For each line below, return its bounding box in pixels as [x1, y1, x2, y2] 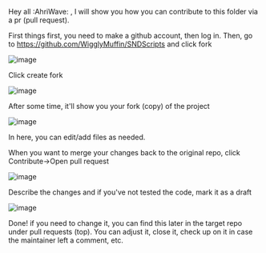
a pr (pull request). [8, 15, 70, 25]
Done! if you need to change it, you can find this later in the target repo [8, 219, 243, 227]
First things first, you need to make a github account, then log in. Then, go [8, 31, 253, 40]
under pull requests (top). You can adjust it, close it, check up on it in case [8, 227, 253, 236]
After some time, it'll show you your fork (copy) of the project [8, 102, 210, 110]
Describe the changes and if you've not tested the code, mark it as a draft [8, 187, 252, 197]
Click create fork [8, 70, 63, 79]
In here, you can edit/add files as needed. [8, 132, 146, 142]
